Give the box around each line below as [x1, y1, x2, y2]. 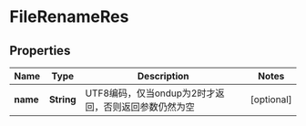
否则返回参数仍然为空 [103, 100, 195, 113]
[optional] [250, 93, 292, 106]
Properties [9, 43, 71, 58]
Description [137, 70, 189, 82]
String [48, 93, 76, 106]
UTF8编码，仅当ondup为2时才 [85, 87, 216, 100]
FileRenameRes [9, 6, 129, 27]
